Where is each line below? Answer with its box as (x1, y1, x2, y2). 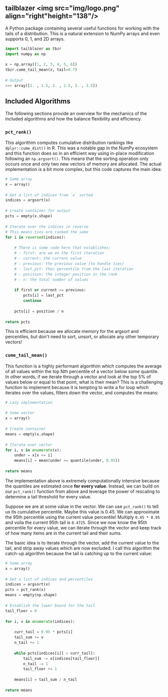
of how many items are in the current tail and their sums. (5, 530, 122, 536)
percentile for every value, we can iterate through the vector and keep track (5, 525, 161, 531)
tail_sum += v (14, 635, 44, 640)
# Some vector (5, 411, 35, 416)
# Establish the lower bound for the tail (5, 603, 95, 608)
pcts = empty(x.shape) (5, 214, 53, 219)
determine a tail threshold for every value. (5, 493, 92, 499)
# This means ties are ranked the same (5, 229, 89, 235)
